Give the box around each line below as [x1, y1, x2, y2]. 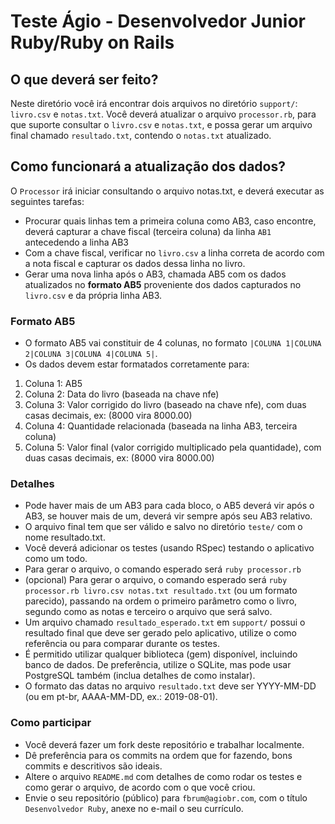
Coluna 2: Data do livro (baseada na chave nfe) [24, 388, 220, 400]
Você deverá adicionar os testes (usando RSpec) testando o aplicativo [24, 542, 315, 554]
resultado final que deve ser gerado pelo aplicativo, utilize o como [24, 627, 297, 639]
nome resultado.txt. [24, 531, 106, 544]
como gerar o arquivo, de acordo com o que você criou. [24, 781, 256, 793]
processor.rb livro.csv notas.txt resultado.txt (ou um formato [24, 585, 298, 597]
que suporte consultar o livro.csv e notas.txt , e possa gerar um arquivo [10, 119, 313, 130]
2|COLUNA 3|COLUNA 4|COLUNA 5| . [24, 348, 158, 360]
